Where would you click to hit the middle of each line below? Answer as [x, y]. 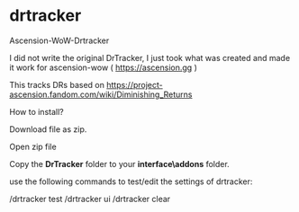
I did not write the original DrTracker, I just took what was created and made [150, 57]
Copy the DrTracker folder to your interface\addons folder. [119, 163]
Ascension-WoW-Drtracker [59, 40]
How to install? [37, 111]
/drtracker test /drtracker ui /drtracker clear [90, 199]
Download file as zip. [48, 129]
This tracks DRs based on [57, 84]
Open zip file [33, 146]
